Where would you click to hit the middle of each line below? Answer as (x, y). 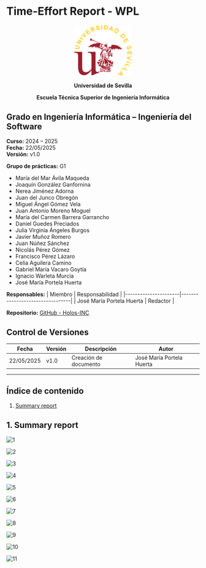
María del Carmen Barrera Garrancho (62, 217)
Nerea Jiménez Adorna (44, 191)
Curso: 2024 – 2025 (32, 141)
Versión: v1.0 (23, 154)
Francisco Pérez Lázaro (45, 257)
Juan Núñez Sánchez (42, 243)
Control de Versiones (48, 332)
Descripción (101, 349)
